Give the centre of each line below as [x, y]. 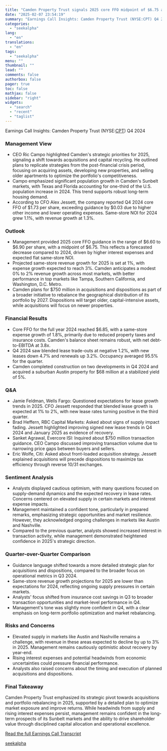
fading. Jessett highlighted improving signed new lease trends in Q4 [82, 427]
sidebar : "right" [23, 98]
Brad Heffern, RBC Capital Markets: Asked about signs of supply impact [86, 422]
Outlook [15, 231]
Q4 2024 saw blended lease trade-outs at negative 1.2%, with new [81, 350]
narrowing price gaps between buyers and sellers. [64, 448]
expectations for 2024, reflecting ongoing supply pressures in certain [83, 586]
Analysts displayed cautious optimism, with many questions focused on [85, 488]
